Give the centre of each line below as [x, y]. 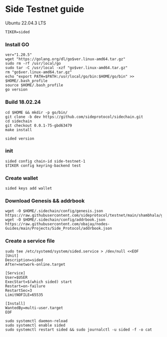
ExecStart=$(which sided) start [39, 282]
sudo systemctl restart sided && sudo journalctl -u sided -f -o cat [79, 330]
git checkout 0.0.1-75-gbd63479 [39, 125]
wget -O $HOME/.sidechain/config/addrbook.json [55, 220]
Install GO [17, 44]
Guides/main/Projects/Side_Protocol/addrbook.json [59, 229]
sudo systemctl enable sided [35, 325]
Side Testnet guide [45, 9]
